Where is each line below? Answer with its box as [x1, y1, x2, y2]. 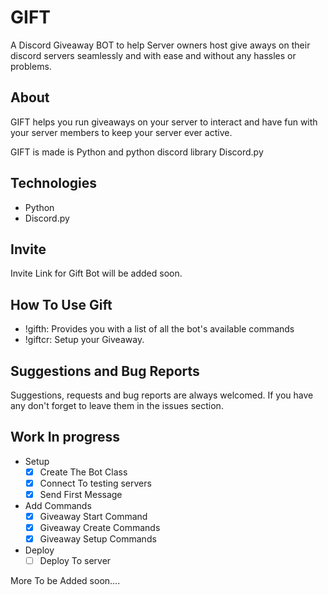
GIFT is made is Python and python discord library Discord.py [10, 146, 264, 158]
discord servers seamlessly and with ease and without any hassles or [10, 49, 297, 61]
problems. [10, 60, 52, 72]
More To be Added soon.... [10, 575, 121, 587]
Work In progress [10, 429, 121, 446]
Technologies [10, 175, 98, 192]
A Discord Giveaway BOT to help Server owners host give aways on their [10, 39, 311, 51]
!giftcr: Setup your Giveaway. [24, 334, 145, 346]
